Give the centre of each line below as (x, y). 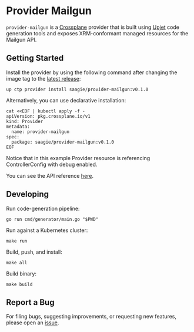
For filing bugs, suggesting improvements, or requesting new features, (91, 317)
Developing (27, 195)
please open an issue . (33, 323)
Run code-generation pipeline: (43, 208)
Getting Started (35, 58)
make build (19, 284)
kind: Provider (25, 121)
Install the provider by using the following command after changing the (92, 72)
